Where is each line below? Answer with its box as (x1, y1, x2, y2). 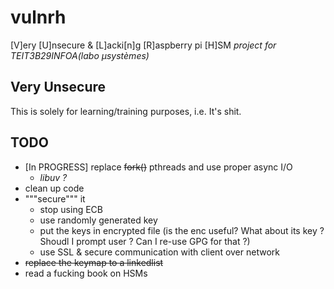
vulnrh (10, 6, 67, 29)
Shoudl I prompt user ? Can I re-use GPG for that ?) (39, 235, 251, 247)
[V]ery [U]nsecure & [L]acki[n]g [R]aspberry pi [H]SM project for (10, 39, 277, 51)
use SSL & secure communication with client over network (39, 246, 280, 258)
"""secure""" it (24, 192, 86, 205)
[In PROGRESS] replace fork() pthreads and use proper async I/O (24, 161, 293, 173)
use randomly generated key (39, 214, 158, 226)
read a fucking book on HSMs (24, 267, 148, 279)
